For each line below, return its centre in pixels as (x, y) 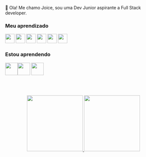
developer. (16, 13)
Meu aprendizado (27, 26)
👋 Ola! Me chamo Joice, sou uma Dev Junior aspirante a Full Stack (73, 8)
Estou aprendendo (28, 55)
